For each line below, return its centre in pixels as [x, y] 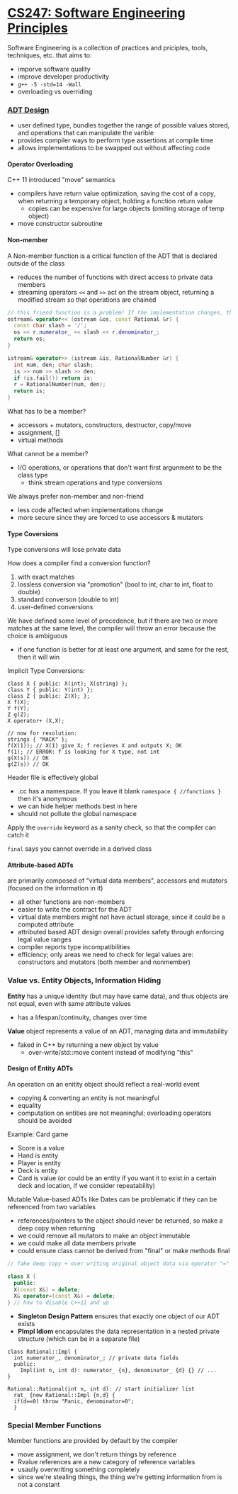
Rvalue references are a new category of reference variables [106, 1462]
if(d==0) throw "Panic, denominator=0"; [74, 1402]
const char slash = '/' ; [50, 326]
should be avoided [45, 1120]
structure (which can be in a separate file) [79, 1339]
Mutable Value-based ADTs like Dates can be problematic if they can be [112, 1199]
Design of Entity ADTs [40, 1068]
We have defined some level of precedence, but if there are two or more [113, 621]
